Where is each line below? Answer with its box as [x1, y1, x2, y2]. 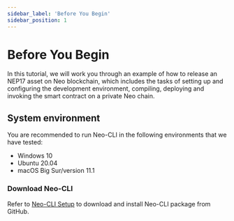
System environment [7, 112, 101, 124]
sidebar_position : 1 [7, 17, 68, 24]
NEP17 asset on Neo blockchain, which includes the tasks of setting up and [7, 77, 224, 86]
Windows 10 [17, 151, 53, 160]
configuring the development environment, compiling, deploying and [7, 84, 205, 93]
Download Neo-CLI [7, 184, 73, 194]
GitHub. [7, 207, 29, 215]
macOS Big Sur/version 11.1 [17, 167, 96, 175]
